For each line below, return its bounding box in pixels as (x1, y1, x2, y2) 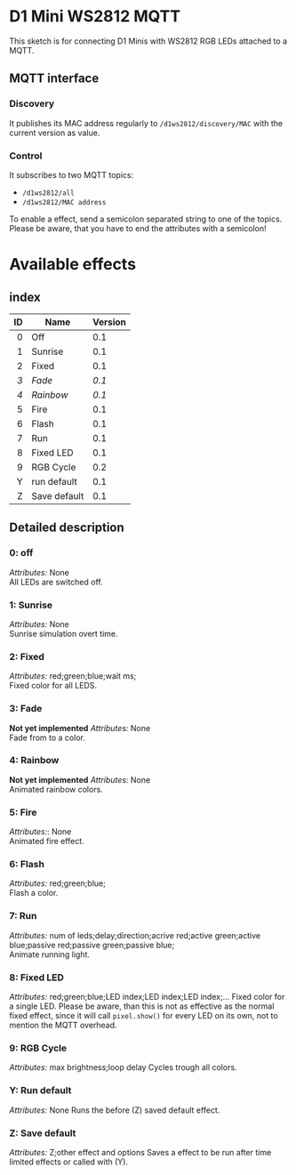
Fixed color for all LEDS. (9, 680, 98, 691)
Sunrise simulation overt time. (9, 628, 118, 639)
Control (9, 149, 43, 162)
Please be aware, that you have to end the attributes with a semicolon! (9, 222, 267, 233)
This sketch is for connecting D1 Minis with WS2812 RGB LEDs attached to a (9, 36, 287, 46)
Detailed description (9, 520, 124, 535)
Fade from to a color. (9, 732, 86, 743)
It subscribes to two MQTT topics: (9, 169, 134, 180)
